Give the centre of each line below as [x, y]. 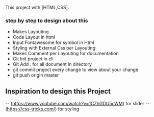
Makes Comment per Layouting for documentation [66, 54]
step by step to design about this [47, 20]
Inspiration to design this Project [58, 91]
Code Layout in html [34, 37]
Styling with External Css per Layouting [54, 48]
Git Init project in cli [33, 59]
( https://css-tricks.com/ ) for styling [42, 109]
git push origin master [36, 75]
